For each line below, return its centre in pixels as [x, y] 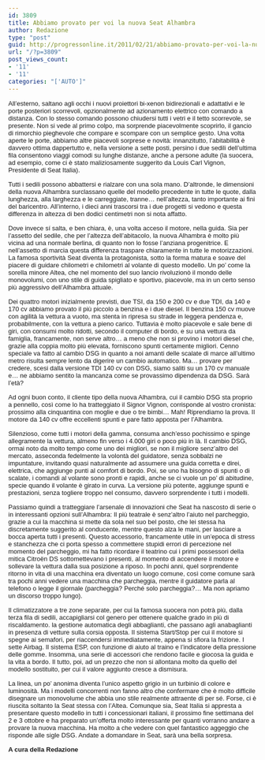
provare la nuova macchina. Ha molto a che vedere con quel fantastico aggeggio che [129, 727]
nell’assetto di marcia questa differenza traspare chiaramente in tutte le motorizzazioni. [131, 250]
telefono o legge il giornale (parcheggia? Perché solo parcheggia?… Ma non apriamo [129, 588]
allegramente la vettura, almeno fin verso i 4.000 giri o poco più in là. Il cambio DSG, [128, 441]
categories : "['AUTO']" [47, 81]
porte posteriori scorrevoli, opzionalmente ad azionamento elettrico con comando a [125, 111]
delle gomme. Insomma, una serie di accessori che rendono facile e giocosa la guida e [131, 654]
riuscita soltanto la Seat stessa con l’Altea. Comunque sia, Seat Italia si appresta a [125, 705]
